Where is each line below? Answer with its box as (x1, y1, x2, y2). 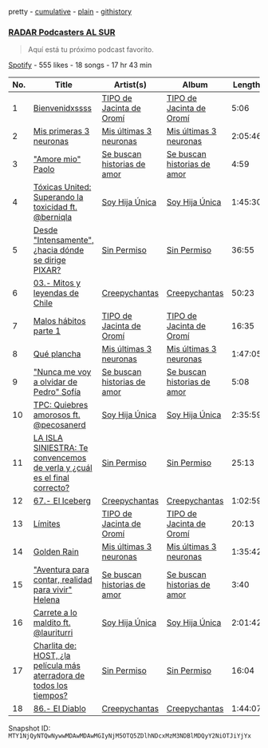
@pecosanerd (33, 420, 86, 431)
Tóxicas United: (33, 181, 92, 193)
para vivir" (33, 584, 73, 595)
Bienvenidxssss (33, 103, 92, 114)
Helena (33, 595, 61, 606)
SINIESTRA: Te (33, 443, 89, 454)
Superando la (33, 192, 84, 203)
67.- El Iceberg (33, 495, 92, 507)
